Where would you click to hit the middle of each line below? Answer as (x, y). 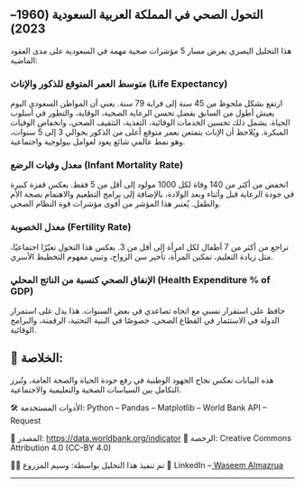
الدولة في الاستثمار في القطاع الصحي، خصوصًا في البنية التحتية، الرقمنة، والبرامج (145, 320)
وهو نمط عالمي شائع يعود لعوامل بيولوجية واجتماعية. (98, 142)
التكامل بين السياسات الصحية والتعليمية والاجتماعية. (96, 389)
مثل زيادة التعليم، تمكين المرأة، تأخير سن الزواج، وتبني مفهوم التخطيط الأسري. (142, 256)
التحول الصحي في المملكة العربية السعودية (158, 15)
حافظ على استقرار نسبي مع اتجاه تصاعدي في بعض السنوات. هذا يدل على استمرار (148, 311)
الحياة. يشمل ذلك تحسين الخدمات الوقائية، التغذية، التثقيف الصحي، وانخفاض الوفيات (151, 123)
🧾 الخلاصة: (37, 359)
